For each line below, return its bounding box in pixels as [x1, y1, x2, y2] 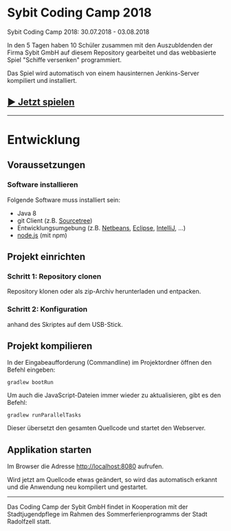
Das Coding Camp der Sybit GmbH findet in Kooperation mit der [7, 503, 188, 511]
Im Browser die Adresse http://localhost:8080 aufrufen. [7, 462, 164, 470]
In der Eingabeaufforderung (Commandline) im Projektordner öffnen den [7, 359, 212, 367]
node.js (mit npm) [16, 231, 67, 239]
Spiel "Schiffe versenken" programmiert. [7, 55, 122, 63]
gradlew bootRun [7, 379, 54, 386]
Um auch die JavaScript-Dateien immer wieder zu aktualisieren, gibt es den [7, 391, 221, 399]
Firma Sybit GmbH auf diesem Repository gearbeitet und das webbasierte [7, 48, 217, 57]
